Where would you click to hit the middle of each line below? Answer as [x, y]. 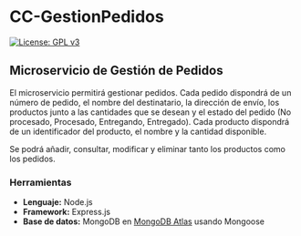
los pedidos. [33, 159]
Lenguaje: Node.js [57, 202]
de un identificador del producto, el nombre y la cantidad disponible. [138, 131]
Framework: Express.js [67, 212]
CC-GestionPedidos [87, 17]
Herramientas [41, 182]
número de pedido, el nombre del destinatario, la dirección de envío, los [145, 102]
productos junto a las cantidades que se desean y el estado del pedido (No [150, 112]
